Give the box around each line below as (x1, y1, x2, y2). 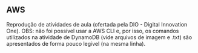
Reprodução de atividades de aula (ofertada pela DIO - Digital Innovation (6, 20, 188, 28)
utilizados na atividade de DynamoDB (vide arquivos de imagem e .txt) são (6, 33, 193, 41)
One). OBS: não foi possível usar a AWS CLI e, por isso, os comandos (6, 27, 179, 34)
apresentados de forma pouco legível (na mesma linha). (6, 40, 146, 47)
